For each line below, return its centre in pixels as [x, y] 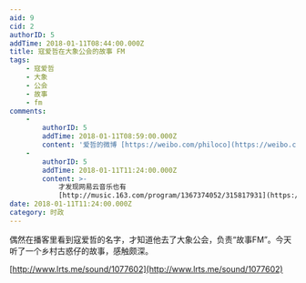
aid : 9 [22, 18]
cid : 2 [22, 26]
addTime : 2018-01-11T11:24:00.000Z [110, 170]
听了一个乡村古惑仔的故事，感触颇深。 [81, 250]
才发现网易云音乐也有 [92, 187]
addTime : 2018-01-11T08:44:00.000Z [77, 43]
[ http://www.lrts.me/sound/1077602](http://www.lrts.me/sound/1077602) [147, 268]
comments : [28, 111]
